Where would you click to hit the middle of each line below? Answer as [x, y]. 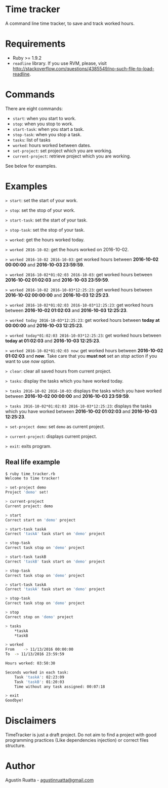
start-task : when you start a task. [48, 129]
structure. [15, 745]
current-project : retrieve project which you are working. [72, 156]
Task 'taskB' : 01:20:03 [39, 682]
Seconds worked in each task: [37, 672]
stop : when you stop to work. [43, 124]
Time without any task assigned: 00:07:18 [60, 687]
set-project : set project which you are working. [62, 151]
